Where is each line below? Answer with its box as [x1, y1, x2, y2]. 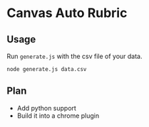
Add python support [16, 104, 76, 112]
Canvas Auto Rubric [6, 5, 128, 21]
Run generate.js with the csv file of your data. [6, 52, 143, 60]
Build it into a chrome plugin [16, 111, 100, 120]
